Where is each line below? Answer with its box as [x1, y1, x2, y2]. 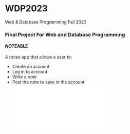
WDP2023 [5, 3, 48, 14]
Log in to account [12, 69, 48, 75]
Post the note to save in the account [12, 79, 85, 85]
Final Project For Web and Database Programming [5, 31, 125, 38]
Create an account [12, 64, 50, 70]
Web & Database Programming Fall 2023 [5, 19, 87, 25]
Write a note [12, 74, 37, 80]
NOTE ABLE [5, 43, 28, 49]
